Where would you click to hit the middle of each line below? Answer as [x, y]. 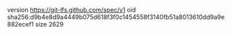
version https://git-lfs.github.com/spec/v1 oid [72, 10]
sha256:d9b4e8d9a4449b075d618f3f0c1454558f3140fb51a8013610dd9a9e [116, 17]
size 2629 [49, 24]
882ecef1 [21, 24]
